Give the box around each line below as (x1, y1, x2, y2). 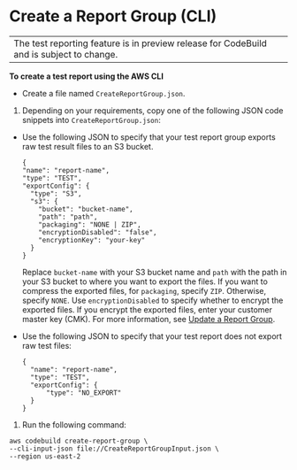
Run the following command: (21, 419, 126, 430)
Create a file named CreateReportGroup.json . (21, 88, 186, 98)
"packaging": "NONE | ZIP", (38, 220, 141, 229)
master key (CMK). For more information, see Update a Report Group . (21, 313, 276, 324)
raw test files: (21, 340, 72, 351)
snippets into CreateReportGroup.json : (21, 114, 161, 125)
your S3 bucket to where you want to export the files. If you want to (21, 276, 268, 287)
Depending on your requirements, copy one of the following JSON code (21, 104, 284, 116)
